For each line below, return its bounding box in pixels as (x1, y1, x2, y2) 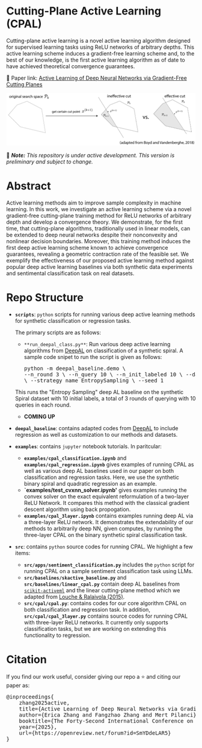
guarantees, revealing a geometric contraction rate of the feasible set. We (6, 250, 189, 258)
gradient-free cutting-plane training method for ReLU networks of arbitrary (6, 212, 192, 219)
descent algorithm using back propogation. (23, 506, 131, 513)
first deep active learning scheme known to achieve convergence (6, 244, 168, 251)
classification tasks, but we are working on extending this (23, 625, 167, 632)
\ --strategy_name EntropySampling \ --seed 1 (23, 377, 164, 384)
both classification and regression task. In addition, (23, 606, 150, 613)
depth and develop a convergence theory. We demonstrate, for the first (6, 218, 183, 226)
